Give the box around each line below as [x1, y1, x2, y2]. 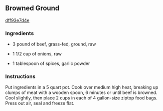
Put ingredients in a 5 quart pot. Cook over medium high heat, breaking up [5, 84, 158, 90]
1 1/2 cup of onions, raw [12, 51, 62, 57]
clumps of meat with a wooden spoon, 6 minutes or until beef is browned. [5, 89, 157, 95]
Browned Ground [5, 4, 60, 12]
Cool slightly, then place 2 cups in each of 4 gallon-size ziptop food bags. [5, 95, 158, 101]
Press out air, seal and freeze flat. [5, 100, 75, 106]
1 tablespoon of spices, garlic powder [12, 60, 90, 66]
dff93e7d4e [5, 17, 30, 23]
